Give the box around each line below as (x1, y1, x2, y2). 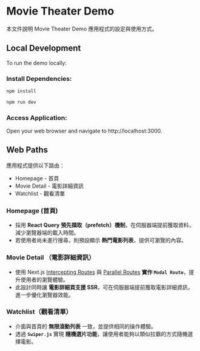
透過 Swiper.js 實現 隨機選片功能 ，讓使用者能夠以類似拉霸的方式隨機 (15, 330, 188, 338)
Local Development (6, 43, 81, 53)
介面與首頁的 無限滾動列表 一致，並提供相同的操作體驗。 (15, 322, 156, 330)
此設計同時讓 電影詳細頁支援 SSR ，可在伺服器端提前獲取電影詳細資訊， (15, 284, 193, 291)
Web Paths (6, 145, 48, 155)
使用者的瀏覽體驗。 (20, 276, 68, 283)
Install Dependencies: (6, 74, 72, 83)
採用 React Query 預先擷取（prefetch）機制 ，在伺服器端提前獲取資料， (15, 222, 195, 229)
